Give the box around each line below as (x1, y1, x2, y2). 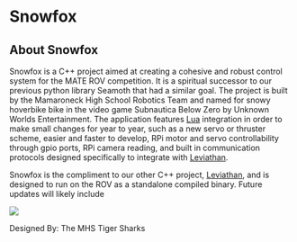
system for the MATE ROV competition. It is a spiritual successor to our (9, 76, 273, 86)
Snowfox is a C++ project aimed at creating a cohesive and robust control (9, 66, 283, 76)
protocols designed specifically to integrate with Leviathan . (9, 152, 229, 163)
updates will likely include (9, 189, 105, 199)
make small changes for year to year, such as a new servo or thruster (9, 123, 266, 134)
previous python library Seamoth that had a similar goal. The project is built (9, 85, 288, 95)
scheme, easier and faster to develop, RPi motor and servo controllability (9, 133, 279, 143)
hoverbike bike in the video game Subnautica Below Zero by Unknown (9, 104, 270, 114)
